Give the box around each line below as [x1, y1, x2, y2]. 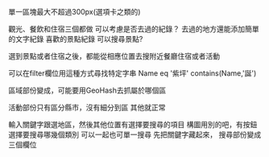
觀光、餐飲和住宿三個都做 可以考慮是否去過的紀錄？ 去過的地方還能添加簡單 [8, 24, 259, 34]
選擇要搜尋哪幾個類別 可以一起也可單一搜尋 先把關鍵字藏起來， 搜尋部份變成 [8, 130, 262, 139]
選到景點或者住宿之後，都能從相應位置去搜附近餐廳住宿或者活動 [8, 52, 220, 60]
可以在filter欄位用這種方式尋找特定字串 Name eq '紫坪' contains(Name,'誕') [8, 68, 257, 78]
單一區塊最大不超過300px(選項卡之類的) [8, 7, 141, 16]
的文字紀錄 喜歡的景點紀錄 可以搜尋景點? [8, 35, 143, 43]
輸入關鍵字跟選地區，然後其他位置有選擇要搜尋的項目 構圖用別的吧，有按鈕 [8, 120, 258, 129]
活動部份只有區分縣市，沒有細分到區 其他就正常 [8, 103, 166, 112]
